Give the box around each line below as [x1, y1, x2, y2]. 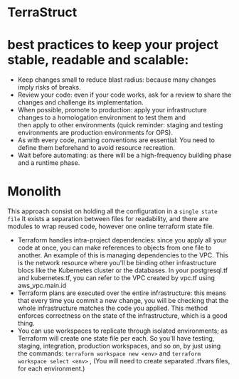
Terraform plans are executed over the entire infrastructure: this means [17, 289, 226, 297]
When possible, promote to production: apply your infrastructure [17, 106, 208, 114]
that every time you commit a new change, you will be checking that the [17, 297, 229, 305]
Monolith [7, 183, 62, 200]
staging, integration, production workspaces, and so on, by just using [17, 342, 221, 351]
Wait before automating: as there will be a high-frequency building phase [17, 151, 232, 160]
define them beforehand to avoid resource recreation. [17, 144, 176, 152]
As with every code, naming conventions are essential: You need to [17, 136, 216, 144]
